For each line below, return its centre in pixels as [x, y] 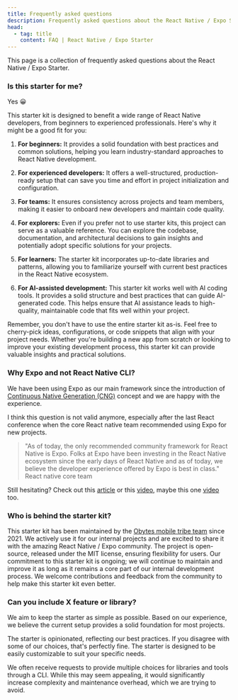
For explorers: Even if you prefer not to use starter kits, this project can [122, 223]
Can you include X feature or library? [72, 602]
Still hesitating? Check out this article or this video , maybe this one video [113, 490]
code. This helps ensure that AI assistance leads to [124, 303]
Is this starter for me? [45, 86]
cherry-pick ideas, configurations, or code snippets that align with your [111, 332]
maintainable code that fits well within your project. [115, 311]
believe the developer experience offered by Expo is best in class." [122, 468]
